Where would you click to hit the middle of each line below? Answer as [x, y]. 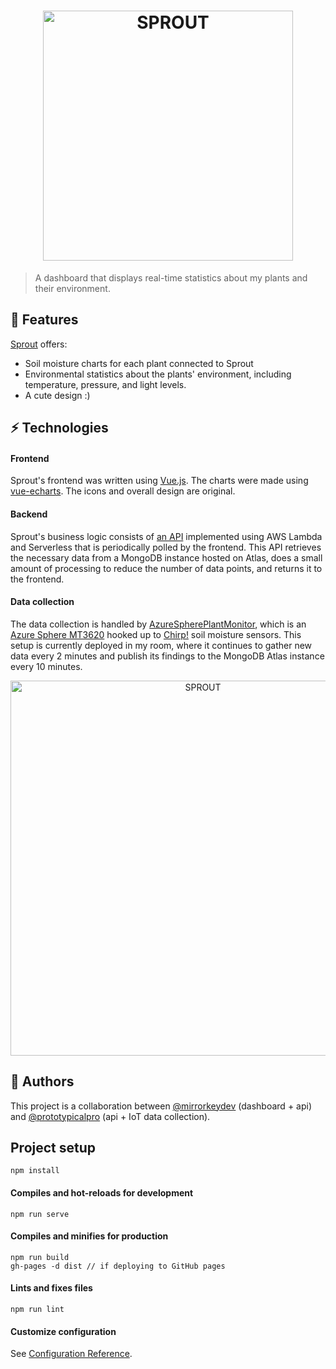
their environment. [72, 288]
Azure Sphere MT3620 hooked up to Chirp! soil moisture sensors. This [156, 634]
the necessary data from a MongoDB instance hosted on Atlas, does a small [166, 557]
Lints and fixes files [51, 1288]
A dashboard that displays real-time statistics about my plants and [171, 277]
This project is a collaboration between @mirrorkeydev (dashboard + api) [161, 1106]
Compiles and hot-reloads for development [102, 1192]
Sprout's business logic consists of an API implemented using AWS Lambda [166, 536]
